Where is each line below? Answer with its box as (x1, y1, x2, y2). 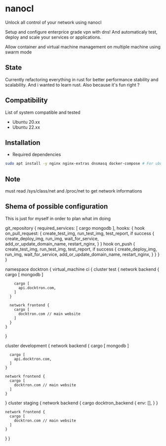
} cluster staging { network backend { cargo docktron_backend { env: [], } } (5, 399, 158, 406)
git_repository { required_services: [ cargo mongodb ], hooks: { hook (5, 225, 145, 231)
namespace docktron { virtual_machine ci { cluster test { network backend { (5, 266, 160, 272)
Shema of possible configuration (5, 202, 108, 211)
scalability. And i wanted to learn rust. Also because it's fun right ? (5, 82, 140, 88)
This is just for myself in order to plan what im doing (5, 215, 111, 221)
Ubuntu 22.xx (12, 124, 41, 130)
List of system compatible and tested (5, 109, 81, 115)
